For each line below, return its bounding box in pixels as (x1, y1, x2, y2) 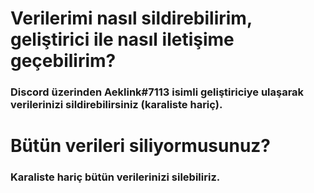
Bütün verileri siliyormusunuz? (10, 135, 272, 157)
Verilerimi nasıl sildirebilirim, (10, 7, 253, 30)
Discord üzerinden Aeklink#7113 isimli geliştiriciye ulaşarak (10, 85, 305, 99)
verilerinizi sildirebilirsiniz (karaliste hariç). (10, 98, 223, 112)
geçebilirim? (10, 50, 117, 72)
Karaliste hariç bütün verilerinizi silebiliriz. (10, 170, 221, 184)
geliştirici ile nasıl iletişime (10, 28, 235, 51)
